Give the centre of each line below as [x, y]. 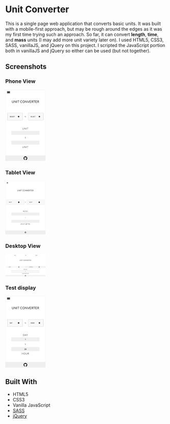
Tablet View [20, 173]
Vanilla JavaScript [32, 405]
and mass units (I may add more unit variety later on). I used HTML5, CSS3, [84, 40]
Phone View [20, 81]
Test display [21, 288]
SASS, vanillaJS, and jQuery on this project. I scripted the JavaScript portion [85, 45]
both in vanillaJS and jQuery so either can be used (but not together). [78, 51]
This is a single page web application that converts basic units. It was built [83, 23]
